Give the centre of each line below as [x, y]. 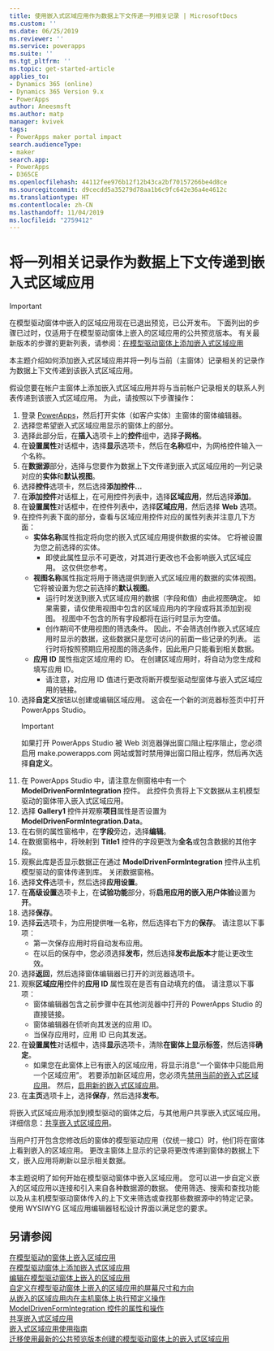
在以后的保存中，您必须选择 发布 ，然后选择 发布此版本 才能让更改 [139, 954]
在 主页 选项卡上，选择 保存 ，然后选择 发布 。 [92, 1096]
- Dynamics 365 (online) [51, 84]
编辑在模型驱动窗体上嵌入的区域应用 [70, 1278]
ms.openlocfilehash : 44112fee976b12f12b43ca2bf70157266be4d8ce [118, 182]
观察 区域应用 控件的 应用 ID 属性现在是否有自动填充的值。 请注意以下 [134, 984]
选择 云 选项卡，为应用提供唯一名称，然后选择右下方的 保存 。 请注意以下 [139, 923]
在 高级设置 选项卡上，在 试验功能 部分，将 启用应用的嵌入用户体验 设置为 [138, 893]
